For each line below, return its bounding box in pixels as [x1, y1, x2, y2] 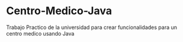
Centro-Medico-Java [6, 4, 112, 18]
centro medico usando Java [6, 30, 75, 37]
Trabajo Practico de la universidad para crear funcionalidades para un [6, 24, 177, 31]
